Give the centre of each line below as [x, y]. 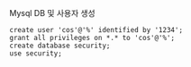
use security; [36, 54]
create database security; [60, 46]
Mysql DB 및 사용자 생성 [53, 13]
